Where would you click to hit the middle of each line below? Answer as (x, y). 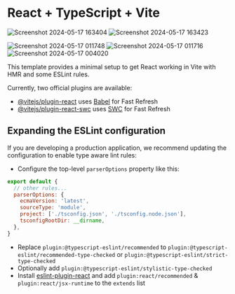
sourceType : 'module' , (53, 208)
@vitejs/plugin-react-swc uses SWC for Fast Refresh (94, 108)
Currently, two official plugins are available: (70, 87)
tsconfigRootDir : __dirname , (62, 220)
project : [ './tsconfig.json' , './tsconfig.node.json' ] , (103, 214)
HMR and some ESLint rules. (48, 74)
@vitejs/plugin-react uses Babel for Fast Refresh (88, 101)
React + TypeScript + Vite (83, 13)
